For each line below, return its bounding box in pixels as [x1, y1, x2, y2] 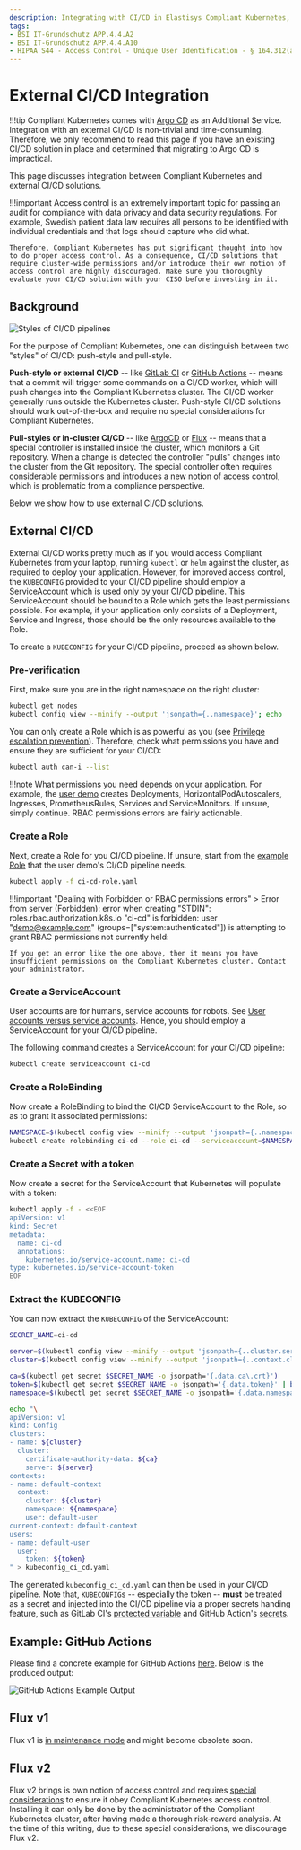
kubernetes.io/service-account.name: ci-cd [25, 1255, 191, 1264]
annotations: [17, 1247, 66, 1255]
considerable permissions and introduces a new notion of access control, [9, 471, 280, 481]
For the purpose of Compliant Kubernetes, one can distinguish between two [9, 340, 289, 351]
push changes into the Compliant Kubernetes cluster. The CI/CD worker [9, 386, 274, 397]
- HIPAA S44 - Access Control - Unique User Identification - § [9, 47, 254, 56]
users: [9, 1529, 34, 1538]
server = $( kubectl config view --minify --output [9, 1347, 194, 1356]
